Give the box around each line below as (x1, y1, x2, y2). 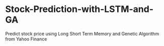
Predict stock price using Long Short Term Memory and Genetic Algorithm (5, 30, 159, 36)
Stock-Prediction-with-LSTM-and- (5, 3, 153, 15)
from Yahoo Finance (5, 36, 47, 42)
